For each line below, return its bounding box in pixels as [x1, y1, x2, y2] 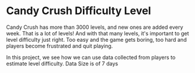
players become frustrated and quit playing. [6, 42, 113, 49]
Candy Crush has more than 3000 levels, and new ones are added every [6, 24, 184, 31]
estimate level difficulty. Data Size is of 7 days [6, 60, 119, 67]
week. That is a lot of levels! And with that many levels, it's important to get [6, 29, 190, 36]
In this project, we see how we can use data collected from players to [6, 54, 176, 61]
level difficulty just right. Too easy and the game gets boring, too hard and [6, 36, 187, 43]
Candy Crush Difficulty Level [6, 4, 151, 18]
